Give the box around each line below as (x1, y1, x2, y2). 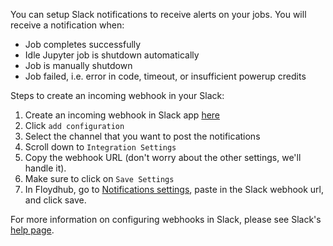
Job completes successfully (24, 39, 142, 50)
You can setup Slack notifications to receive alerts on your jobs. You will (10, 9, 307, 20)
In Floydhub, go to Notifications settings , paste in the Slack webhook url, (24, 184, 325, 195)
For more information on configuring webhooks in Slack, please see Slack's (10, 214, 322, 225)
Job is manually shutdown (24, 60, 133, 71)
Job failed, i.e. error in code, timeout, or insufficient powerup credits (24, 70, 307, 82)
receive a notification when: (10, 19, 125, 31)
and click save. (24, 194, 87, 206)
